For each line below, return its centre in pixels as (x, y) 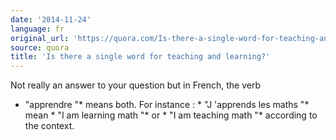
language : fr (37, 29)
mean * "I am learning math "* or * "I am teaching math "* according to (171, 115)
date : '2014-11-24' (51, 19)
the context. (49, 126)
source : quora (40, 47)
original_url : (40, 38)
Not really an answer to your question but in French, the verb (136, 85)
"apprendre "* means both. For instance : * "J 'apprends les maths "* (167, 105)
